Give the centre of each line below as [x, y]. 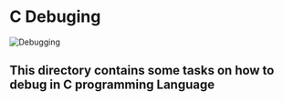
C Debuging [55, 17]
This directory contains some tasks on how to [142, 71]
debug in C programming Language [112, 85]
